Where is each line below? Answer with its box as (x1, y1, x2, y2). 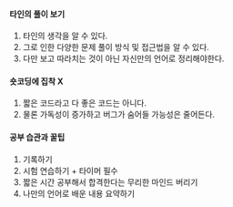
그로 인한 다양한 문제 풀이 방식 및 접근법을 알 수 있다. (22, 42, 209, 53)
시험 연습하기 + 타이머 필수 (22, 165, 118, 176)
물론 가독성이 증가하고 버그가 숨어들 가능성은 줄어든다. (22, 109, 216, 120)
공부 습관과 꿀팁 (9, 132, 66, 142)
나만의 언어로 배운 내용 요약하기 (22, 188, 135, 199)
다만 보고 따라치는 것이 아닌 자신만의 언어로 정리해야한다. (22, 53, 225, 64)
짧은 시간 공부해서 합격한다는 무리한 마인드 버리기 (22, 176, 198, 187)
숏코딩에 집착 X (9, 76, 64, 87)
